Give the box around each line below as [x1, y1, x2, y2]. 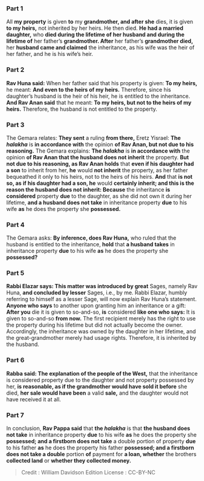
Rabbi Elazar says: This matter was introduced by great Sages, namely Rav [6, 283, 198, 290]
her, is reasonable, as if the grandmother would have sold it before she [6, 382, 188, 390]
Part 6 [6, 356, 25, 364]
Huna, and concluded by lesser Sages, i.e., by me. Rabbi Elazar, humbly [6, 289, 188, 296]
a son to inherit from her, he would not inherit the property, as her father [6, 166, 188, 174]
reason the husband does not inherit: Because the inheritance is [6, 185, 171, 193]
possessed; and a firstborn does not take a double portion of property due [6, 438, 196, 445]
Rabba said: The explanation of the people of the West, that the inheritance [6, 370, 198, 377]
